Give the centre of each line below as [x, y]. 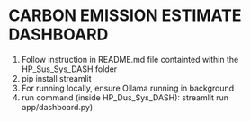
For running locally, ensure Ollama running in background [128, 88]
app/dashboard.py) [57, 107]
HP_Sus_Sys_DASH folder [69, 69]
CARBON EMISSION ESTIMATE [125, 16]
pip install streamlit [56, 78]
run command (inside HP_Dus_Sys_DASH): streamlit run [125, 97]
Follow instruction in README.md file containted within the [130, 59]
